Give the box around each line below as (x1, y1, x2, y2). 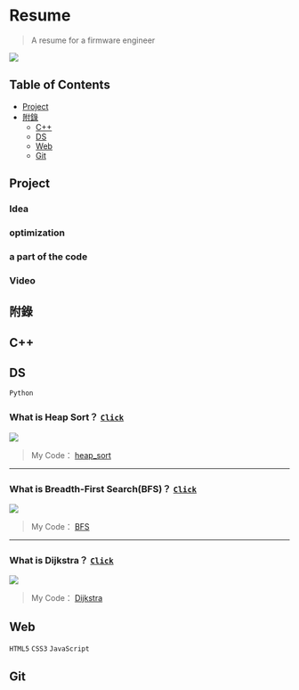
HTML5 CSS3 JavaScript (9, 645, 90, 653)
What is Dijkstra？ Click (9, 554, 114, 566)
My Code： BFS (30, 522, 91, 532)
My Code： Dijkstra (30, 593, 103, 604)
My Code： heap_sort (30, 449, 111, 460)
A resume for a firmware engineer (30, 35, 156, 45)
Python (9, 389, 34, 398)
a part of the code (9, 251, 88, 263)
